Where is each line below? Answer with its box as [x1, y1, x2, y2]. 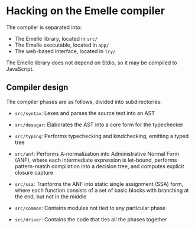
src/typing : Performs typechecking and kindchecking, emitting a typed [14, 132, 189, 139]
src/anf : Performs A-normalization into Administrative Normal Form [14, 150, 180, 157]
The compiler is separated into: [6, 24, 82, 31]
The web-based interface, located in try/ [14, 47, 116, 54]
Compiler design [6, 83, 69, 93]
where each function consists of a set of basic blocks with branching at [14, 187, 189, 194]
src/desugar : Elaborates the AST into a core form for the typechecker [14, 121, 184, 128]
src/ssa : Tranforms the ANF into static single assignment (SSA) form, [14, 180, 184, 187]
